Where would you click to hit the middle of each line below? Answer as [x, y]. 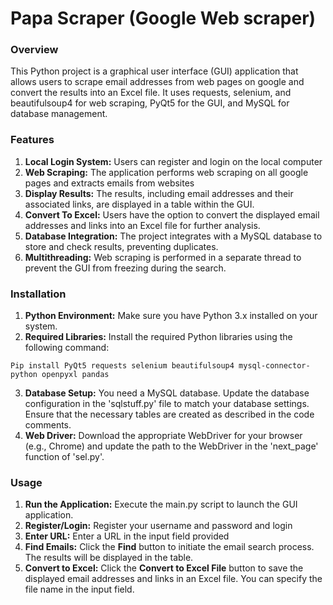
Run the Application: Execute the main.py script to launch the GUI [161, 504]
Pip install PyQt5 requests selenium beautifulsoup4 [122, 366]
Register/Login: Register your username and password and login [158, 526]
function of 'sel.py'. [64, 457]
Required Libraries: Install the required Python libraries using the [158, 337]
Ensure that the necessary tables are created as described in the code [169, 414]
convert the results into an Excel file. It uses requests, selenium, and [151, 93]
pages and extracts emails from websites [109, 183]
